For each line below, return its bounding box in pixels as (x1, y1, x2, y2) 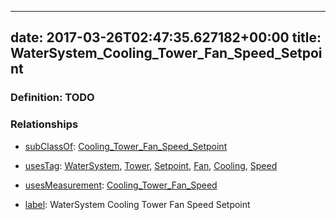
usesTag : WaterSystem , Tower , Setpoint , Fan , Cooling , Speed (24, 159, 278, 171)
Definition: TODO (10, 91, 95, 105)
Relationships (10, 117, 79, 131)
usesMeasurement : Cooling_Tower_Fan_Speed (24, 179, 218, 191)
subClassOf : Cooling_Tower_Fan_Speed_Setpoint (24, 140, 228, 152)
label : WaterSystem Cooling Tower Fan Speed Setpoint (24, 198, 251, 210)
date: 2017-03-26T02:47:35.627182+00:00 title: (10, 29, 322, 46)
